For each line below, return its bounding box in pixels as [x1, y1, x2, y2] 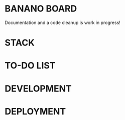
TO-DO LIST [5, 60, 56, 71]
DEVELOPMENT [5, 83, 72, 94]
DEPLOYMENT [5, 105, 66, 117]
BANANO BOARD [5, 3, 77, 14]
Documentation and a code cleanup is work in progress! [5, 19, 121, 25]
